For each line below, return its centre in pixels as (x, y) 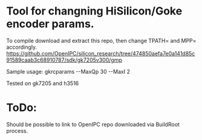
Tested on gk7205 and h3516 (43, 83)
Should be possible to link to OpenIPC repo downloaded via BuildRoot (93, 124)
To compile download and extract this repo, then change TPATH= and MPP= (101, 40)
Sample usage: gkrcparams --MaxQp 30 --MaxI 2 (68, 71)
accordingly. (22, 47)
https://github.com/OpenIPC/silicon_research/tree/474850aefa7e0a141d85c (101, 53)
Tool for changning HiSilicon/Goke (94, 11)
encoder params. (50, 24)
